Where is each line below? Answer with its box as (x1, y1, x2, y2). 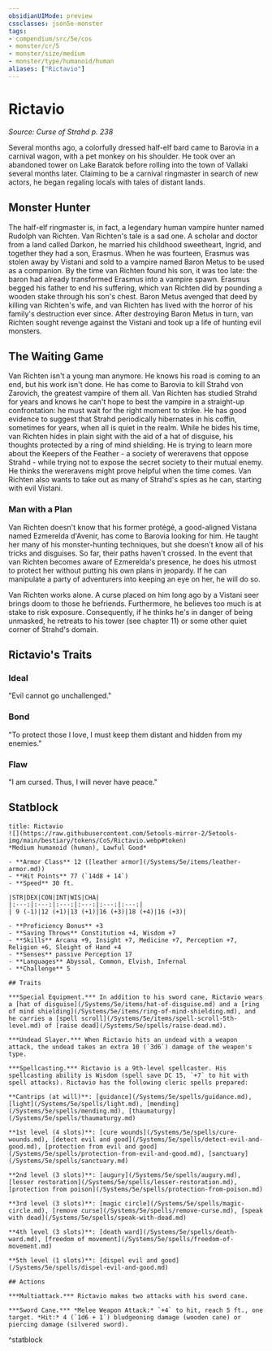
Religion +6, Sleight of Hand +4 (8, 943, 122, 952)
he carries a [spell (8, 1014, 79, 1022)
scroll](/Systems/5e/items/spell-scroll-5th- (80, 1014, 238, 1022)
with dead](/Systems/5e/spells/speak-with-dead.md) (8, 1214, 187, 1222)
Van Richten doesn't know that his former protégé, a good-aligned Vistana (8, 522, 257, 532)
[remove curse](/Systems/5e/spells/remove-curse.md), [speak (51, 1206, 264, 1214)
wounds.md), (8, 1135, 49, 1144)
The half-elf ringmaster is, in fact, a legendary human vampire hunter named (8, 222, 265, 232)
